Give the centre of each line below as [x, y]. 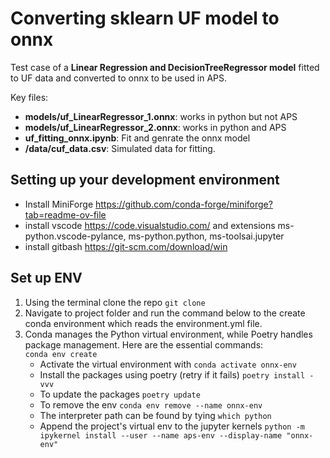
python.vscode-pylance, [75, 236]
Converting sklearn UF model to [145, 18]
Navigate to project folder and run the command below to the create [165, 313]
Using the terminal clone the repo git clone [115, 302]
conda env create [61, 354]
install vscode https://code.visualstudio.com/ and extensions [150, 225]
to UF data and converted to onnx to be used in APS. [119, 78]
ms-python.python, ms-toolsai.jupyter [206, 236]
